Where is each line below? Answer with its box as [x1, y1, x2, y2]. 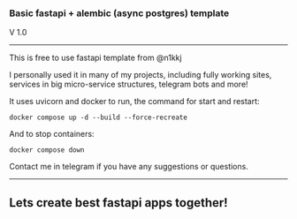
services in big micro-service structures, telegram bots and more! [9, 79, 249, 90]
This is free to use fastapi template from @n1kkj [9, 52, 183, 64]
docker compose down [9, 146, 86, 155]
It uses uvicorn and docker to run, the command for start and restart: [9, 96, 260, 107]
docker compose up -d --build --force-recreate [9, 113, 188, 122]
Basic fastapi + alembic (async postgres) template [9, 7, 230, 19]
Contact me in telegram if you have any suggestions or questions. [9, 162, 249, 172]
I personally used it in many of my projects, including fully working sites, [9, 70, 272, 80]
